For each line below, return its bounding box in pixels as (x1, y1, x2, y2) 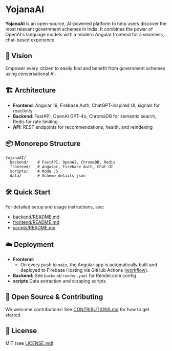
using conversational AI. (5, 71, 56, 77)
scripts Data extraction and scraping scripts (12, 278, 106, 284)
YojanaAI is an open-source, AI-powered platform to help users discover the (5, 20, 167, 27)
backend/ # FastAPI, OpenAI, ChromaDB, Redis (10, 160, 116, 165)
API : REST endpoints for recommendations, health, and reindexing (12, 124, 153, 130)
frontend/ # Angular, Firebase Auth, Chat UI (10, 165, 114, 170)
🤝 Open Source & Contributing (5, 293, 103, 301)
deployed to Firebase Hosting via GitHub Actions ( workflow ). (20, 267, 148, 273)
